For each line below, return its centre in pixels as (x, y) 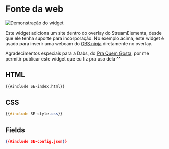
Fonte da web (34, 9)
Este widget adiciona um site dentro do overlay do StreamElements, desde (83, 33)
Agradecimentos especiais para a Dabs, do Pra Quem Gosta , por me (77, 53)
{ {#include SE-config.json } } (36, 142)
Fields (15, 130)
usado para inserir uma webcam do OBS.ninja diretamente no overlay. (79, 43)
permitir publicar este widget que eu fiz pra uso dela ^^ (63, 58)
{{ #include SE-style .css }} (34, 114)
